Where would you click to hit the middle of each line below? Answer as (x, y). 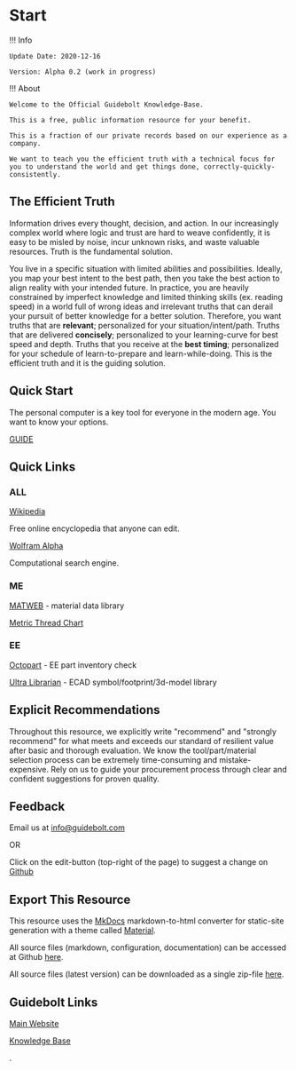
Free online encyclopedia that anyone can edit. (94, 528)
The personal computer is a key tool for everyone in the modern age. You (143, 412)
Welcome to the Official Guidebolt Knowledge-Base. (106, 104)
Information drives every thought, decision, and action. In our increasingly (144, 223)
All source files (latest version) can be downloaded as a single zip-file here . (147, 974)
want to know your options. (59, 422)
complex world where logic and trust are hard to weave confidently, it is (140, 233)
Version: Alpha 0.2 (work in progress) (83, 72)
